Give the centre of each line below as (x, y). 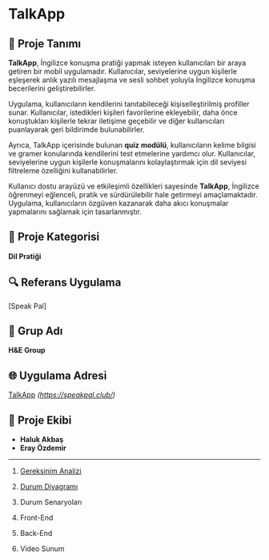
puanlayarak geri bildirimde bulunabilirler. (76, 130)
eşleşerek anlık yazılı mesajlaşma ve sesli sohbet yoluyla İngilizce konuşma (132, 80)
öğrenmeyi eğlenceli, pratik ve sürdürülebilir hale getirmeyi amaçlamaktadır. (133, 195)
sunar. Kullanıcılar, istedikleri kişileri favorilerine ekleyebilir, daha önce (123, 112)
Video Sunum (42, 549)
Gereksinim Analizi (50, 471)
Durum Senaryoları (51, 502)
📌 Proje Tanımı (45, 44)
